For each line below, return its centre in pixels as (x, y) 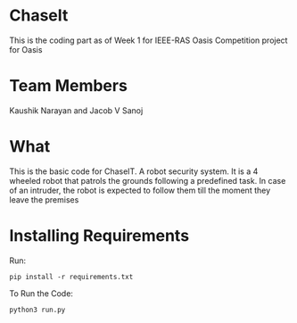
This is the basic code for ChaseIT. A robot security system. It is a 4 (134, 171)
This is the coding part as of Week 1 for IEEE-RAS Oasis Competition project (148, 40)
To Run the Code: (41, 293)
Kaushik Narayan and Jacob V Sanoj (76, 110)
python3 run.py (37, 310)
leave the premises (44, 199)
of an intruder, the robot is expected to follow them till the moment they (140, 190)
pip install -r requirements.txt (71, 277)
